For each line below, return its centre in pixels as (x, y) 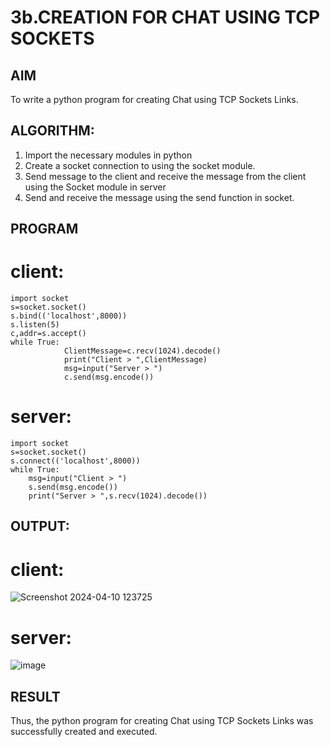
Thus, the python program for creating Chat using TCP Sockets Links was (162, 721)
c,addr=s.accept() (48, 334)
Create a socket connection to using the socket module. (140, 165)
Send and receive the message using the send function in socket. (159, 197)
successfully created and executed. (84, 732)
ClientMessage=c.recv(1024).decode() (142, 351)
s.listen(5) (35, 325)
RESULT (35, 696)
